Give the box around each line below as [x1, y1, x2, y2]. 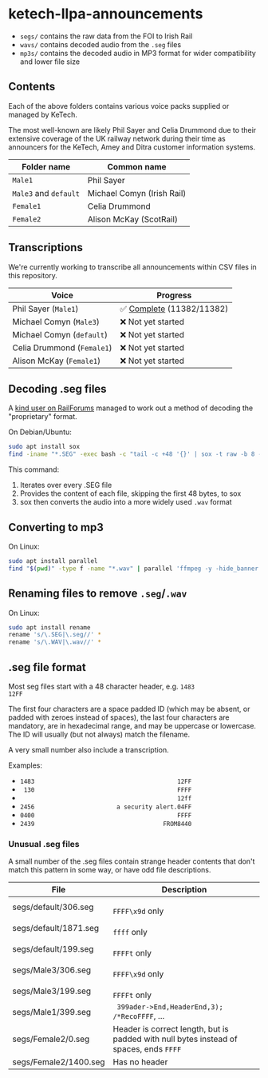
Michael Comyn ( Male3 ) [12, 316, 100, 327]
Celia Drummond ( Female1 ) [12, 341, 113, 353]
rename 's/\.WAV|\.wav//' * [8, 638, 102, 646]
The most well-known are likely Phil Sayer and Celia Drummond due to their [8, 125, 257, 134]
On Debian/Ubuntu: [8, 427, 72, 437]
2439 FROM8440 [19, 820, 192, 828]
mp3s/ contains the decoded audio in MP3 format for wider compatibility [19, 48, 257, 58]
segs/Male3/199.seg [12, 985, 92, 996]
